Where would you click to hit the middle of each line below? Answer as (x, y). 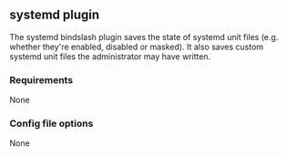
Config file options (51, 124)
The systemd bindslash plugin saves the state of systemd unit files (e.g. (144, 36)
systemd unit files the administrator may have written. (110, 56)
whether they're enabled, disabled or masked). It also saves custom (137, 47)
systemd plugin (55, 15)
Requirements (41, 79)
